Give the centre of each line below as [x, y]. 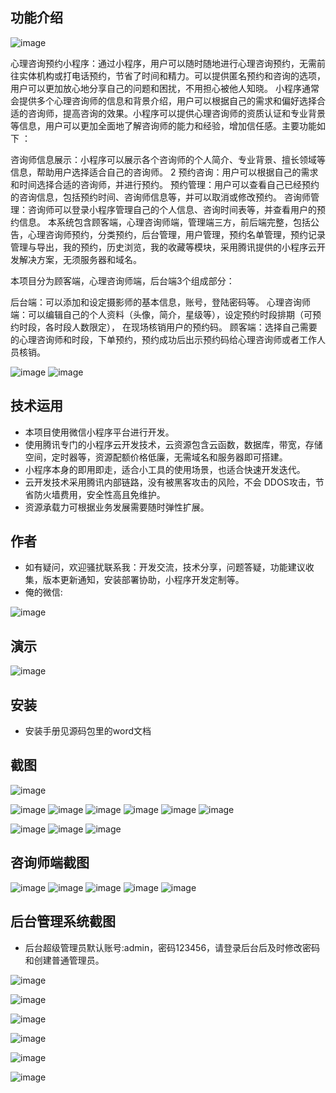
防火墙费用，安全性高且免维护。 [99, 494]
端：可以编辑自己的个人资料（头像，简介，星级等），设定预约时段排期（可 [161, 314]
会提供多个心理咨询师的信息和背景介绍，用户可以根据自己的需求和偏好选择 [163, 100]
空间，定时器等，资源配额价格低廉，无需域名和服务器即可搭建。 [156, 457]
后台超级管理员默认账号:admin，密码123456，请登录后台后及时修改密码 [172, 947]
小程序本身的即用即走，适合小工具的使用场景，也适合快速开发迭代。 [165, 469]
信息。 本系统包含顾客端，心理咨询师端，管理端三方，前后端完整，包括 [164, 222]
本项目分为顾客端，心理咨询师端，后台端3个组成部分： [122, 280]
